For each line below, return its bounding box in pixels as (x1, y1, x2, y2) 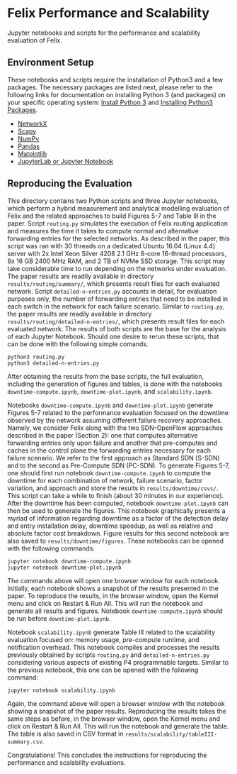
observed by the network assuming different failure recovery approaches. (7, 416, 223, 424)
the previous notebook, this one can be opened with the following (7, 665, 199, 674)
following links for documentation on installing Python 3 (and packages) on (7, 90, 226, 99)
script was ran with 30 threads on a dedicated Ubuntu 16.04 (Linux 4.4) (7, 241, 216, 250)
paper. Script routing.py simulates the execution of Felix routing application (7, 219, 229, 228)
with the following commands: (7, 544, 96, 553)
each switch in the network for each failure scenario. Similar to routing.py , (7, 302, 225, 310)
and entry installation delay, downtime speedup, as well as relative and (7, 521, 214, 530)
